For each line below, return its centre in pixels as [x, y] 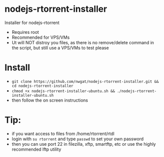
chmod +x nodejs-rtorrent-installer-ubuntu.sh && [63, 91]
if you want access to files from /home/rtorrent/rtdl [63, 133]
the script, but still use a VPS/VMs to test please [60, 48]
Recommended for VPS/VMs [41, 37]
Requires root [25, 32]
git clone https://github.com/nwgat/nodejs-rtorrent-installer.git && [85, 81]
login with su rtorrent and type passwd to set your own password [78, 139]
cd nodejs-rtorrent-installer [43, 86]
